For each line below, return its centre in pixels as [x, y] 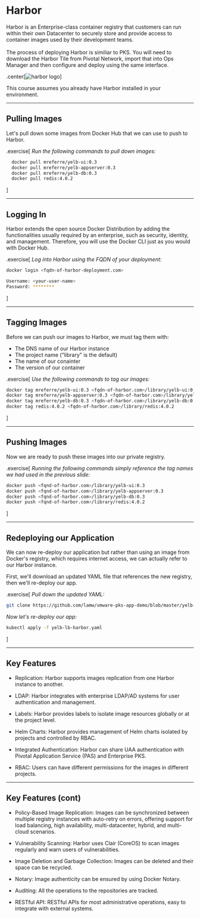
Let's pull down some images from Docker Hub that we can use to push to [97, 133]
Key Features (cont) [44, 798]
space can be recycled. [43, 867]
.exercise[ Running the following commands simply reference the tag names [100, 468]
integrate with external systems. [54, 908]
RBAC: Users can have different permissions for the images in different [101, 767]
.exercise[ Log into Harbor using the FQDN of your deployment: [84, 260]
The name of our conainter [48, 361]
